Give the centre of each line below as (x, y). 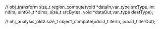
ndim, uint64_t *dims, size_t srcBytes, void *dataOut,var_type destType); (79, 12)
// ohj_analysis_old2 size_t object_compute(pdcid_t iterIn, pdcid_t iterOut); (80, 22)
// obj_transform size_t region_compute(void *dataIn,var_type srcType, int (80, 7)
